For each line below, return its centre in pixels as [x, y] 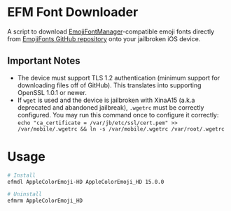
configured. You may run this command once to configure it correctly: [118, 115]
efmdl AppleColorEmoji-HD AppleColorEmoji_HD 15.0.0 [86, 182]
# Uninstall [24, 194]
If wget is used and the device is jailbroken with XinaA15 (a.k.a [106, 100]
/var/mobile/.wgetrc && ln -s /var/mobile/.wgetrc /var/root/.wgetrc [121, 129]
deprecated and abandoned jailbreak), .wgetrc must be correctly [111, 107]
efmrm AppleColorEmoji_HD [45, 201]
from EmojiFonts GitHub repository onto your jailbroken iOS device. [104, 38]
